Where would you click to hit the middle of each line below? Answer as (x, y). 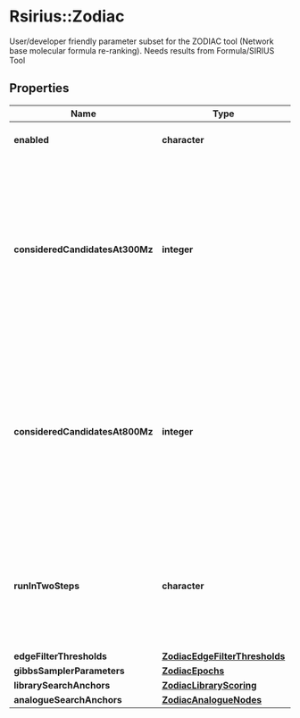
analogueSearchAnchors (68, 699)
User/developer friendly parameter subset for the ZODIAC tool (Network (142, 41)
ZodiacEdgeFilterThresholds (224, 656)
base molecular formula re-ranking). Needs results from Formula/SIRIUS (142, 50)
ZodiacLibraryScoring (209, 685)
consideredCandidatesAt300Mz (83, 249)
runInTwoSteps (47, 586)
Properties (39, 88)
